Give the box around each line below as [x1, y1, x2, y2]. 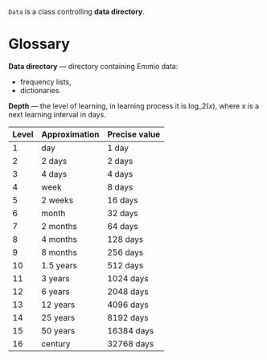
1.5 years [41, 260, 78, 271]
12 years [41, 299, 76, 310]
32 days [107, 207, 138, 219]
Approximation [41, 129, 100, 140]
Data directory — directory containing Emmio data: [8, 61, 179, 71]
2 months [41, 220, 78, 231]
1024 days [107, 272, 149, 284]
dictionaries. [19, 85, 62, 95]
